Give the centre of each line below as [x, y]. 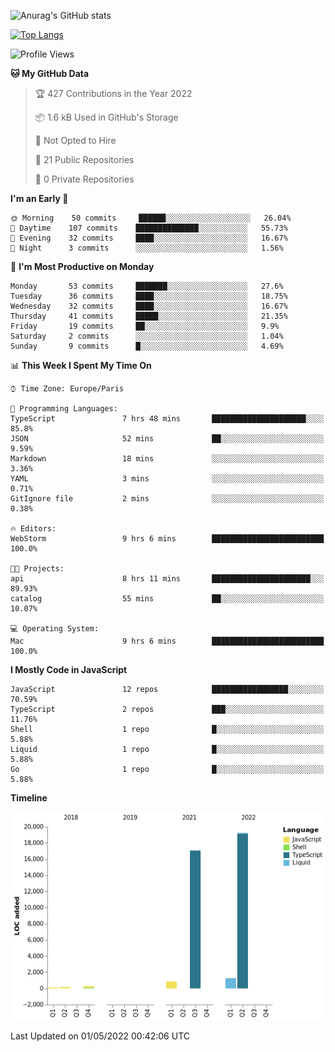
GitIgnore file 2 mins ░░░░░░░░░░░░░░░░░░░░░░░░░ [167, 499]
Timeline [29, 798]
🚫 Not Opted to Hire [75, 140]
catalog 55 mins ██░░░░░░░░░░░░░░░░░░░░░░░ [167, 599]
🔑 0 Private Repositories [84, 179]
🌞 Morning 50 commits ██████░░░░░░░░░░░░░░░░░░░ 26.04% [151, 218]
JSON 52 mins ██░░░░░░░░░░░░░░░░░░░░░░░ [167, 439]
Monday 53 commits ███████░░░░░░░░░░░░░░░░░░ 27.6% [147, 286]
